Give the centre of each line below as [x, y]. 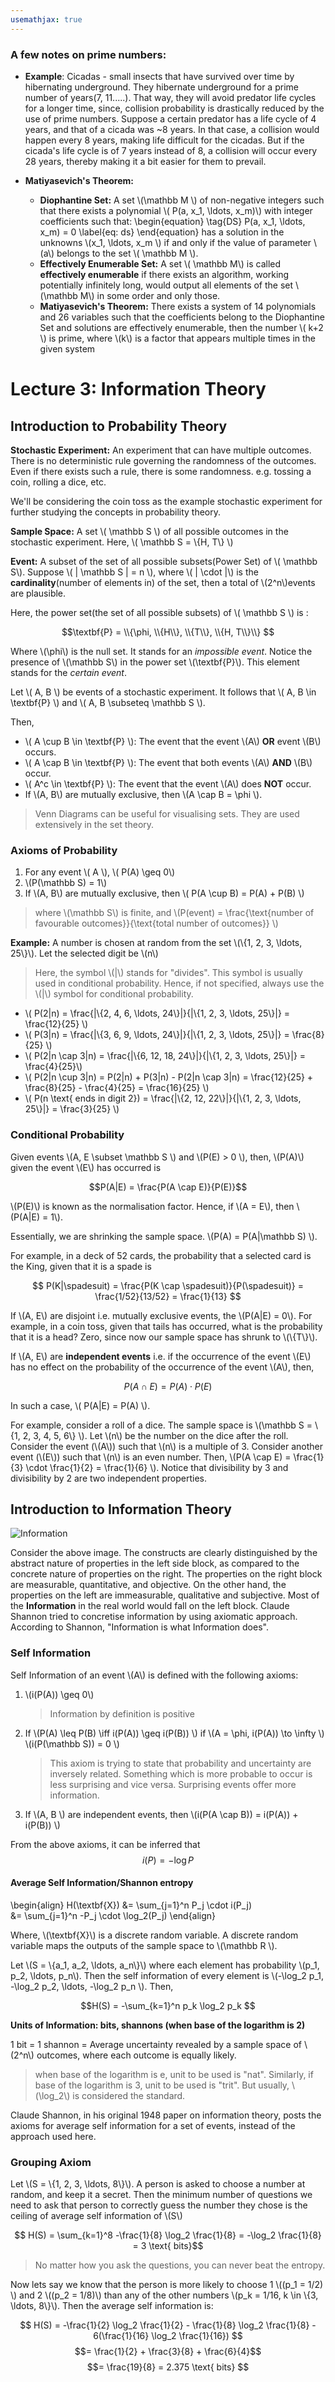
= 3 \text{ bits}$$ [168, 2246]
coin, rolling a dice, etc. [58, 482]
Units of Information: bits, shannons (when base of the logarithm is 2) [158, 2025]
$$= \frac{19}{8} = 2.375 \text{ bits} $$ [168, 2367]
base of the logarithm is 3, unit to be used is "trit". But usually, [162, 2085]
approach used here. [53, 2136]
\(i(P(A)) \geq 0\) [59, 1694]
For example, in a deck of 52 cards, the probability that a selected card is [161, 1255]
